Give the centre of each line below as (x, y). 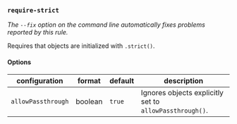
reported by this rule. (38, 32)
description (184, 80)
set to (150, 101)
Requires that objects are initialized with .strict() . (81, 46)
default (122, 80)
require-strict (34, 10)
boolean (89, 101)
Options (19, 62)
